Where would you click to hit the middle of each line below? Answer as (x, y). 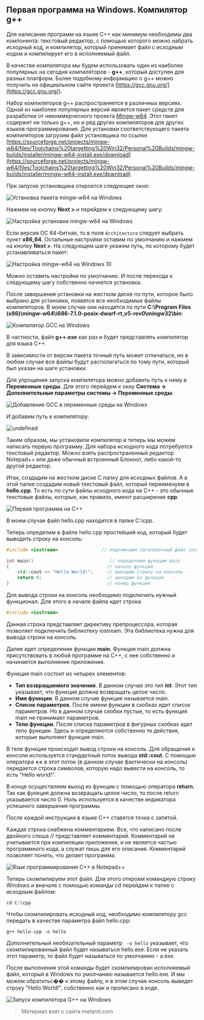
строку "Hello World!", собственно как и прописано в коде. (83, 988)
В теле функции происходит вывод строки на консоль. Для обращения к (101, 749)
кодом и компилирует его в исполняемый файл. (69, 53)
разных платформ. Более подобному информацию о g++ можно (90, 78)
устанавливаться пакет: (37, 252)
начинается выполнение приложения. (56, 661)
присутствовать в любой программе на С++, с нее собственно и (91, 655)
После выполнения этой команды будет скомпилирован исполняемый (98, 967)
